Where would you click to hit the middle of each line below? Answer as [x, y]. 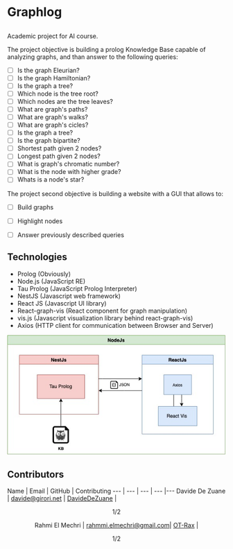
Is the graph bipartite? [49, 141]
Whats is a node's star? [51, 180]
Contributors [36, 474]
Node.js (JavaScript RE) [51, 281]
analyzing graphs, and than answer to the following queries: [93, 57]
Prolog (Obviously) [44, 274]
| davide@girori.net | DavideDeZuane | [62, 498]
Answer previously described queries [71, 235]
